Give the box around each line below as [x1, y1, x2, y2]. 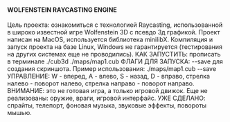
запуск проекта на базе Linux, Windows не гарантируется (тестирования [7, 43, 223, 51]
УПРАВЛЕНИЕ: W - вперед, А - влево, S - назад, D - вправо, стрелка [7, 72, 210, 81]
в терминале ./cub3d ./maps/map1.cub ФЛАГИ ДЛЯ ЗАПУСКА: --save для [7, 57, 224, 65]
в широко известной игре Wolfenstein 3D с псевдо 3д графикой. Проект [7, 28, 220, 37]
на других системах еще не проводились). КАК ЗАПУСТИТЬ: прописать [7, 50, 221, 59]
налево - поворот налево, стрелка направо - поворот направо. [7, 79, 195, 88]
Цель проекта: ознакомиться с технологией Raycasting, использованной [7, 21, 223, 29]
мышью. [7, 109, 33, 117]
